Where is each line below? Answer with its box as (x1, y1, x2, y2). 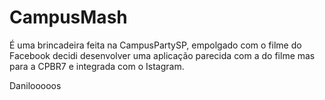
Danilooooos (9, 79, 62, 91)
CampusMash (9, 6, 128, 29)
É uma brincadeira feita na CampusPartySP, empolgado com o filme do (9, 39, 302, 51)
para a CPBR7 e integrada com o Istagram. (9, 60, 185, 72)
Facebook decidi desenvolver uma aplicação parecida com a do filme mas (9, 49, 316, 61)
